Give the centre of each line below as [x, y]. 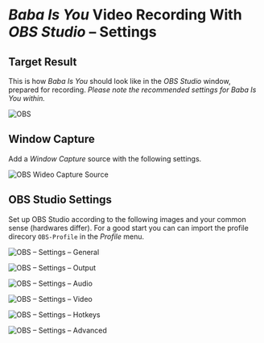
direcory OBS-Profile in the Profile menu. [76, 236]
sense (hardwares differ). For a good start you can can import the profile [129, 228]
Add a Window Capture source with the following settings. [105, 158]
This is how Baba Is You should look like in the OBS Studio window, [120, 81]
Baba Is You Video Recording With [126, 15]
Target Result [43, 62]
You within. [27, 98]
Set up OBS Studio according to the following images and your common [128, 219]
